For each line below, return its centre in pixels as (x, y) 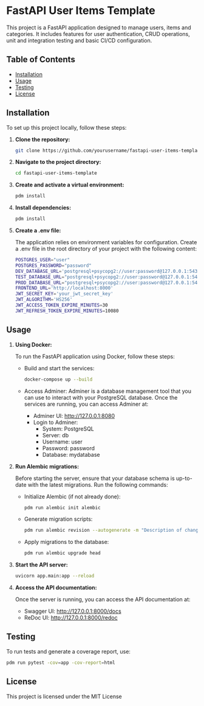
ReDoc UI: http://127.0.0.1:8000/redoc (71, 618)
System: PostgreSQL (68, 429)
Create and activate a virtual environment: (70, 185)
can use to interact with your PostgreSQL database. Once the (101, 397)
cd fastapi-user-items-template (56, 173)
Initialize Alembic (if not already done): (72, 496)
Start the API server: (41, 565)
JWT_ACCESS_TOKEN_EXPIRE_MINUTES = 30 (61, 305)
